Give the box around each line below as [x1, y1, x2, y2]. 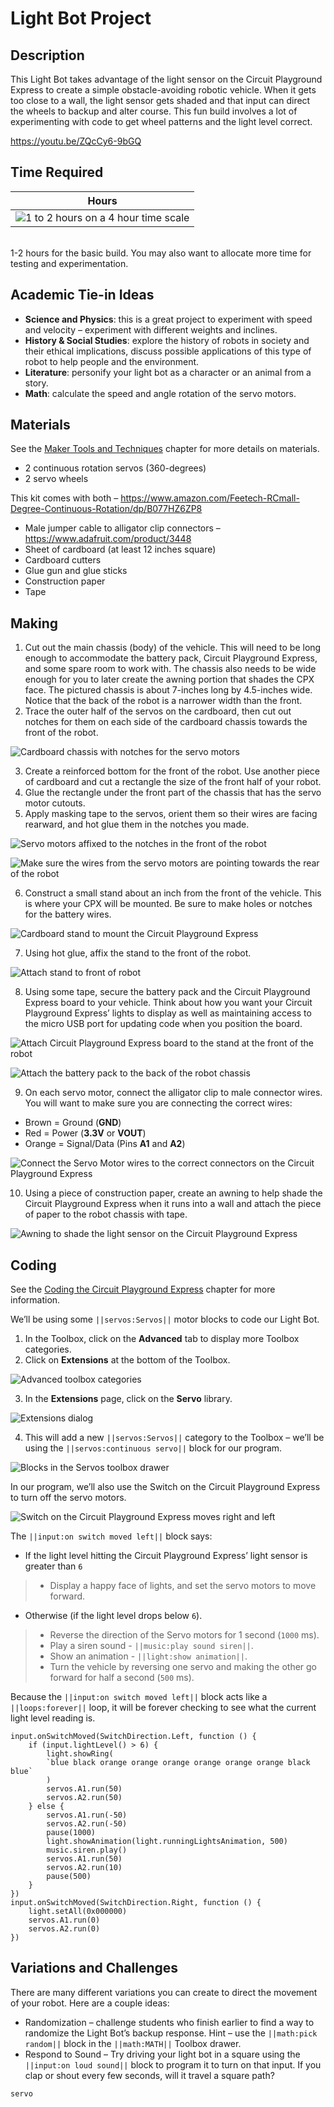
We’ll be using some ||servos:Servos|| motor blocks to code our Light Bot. [10, 1313, 320, 1326]
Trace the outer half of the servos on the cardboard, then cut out [24, 705, 292, 717]
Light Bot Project [10, 7, 152, 30]
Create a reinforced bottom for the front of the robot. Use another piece [24, 765, 320, 777]
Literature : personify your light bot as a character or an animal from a [24, 366, 312, 378]
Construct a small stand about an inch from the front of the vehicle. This [24, 887, 322, 899]
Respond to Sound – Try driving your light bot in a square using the [24, 2048, 301, 2060]
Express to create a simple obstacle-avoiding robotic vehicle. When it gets [10, 84, 317, 96]
